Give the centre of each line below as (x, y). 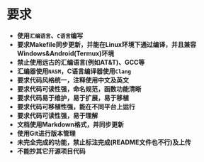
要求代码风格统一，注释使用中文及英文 (73, 80)
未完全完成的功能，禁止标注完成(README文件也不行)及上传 (104, 142)
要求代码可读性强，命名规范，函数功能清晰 (79, 89)
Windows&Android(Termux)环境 (66, 53)
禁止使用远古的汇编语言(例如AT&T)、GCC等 (81, 62)
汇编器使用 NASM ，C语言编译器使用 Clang (74, 71)
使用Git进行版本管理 (46, 133)
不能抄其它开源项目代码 (51, 151)
